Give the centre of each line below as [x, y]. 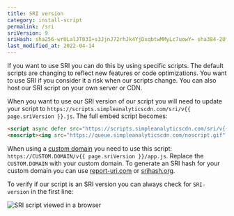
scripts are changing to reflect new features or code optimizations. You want [117, 73]
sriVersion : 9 [28, 33]
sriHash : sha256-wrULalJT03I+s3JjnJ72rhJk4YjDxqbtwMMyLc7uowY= [101, 40]
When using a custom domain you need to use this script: [90, 148]
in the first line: [52, 191]
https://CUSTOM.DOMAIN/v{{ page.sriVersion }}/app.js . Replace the [106, 156]
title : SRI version [36, 14]
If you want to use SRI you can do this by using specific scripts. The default [116, 66]
